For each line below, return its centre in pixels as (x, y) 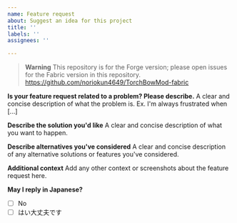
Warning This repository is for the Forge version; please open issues (126, 67)
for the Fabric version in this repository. (83, 75)
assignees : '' (29, 41)
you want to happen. (37, 133)
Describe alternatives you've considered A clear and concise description (117, 147)
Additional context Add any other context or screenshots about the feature (118, 168)
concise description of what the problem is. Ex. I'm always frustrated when (117, 104)
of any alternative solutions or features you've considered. (94, 154)
